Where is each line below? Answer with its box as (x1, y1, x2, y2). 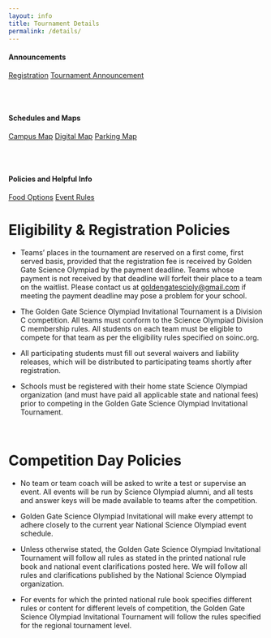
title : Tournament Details (8, 20, 100, 28)
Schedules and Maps (8, 113, 81, 123)
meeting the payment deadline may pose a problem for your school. (19, 290, 247, 301)
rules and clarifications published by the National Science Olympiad (19, 570, 247, 579)
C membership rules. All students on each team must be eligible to (19, 323, 243, 333)
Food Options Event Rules (8, 192, 95, 202)
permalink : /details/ (8, 27, 82, 35)
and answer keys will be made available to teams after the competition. (19, 495, 258, 505)
